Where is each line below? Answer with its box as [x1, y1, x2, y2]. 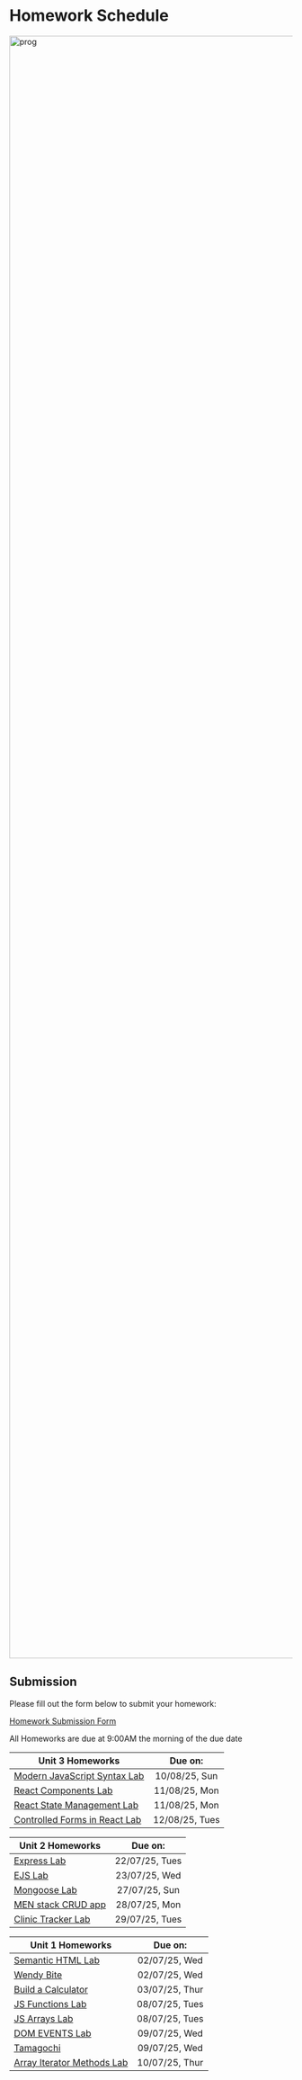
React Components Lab [13, 1784, 113, 1797]
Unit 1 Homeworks [30, 1939, 112, 1951]
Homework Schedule [9, 5, 169, 26]
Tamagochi [13, 2041, 61, 2054]
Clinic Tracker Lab [13, 1913, 91, 1925]
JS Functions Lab [13, 1997, 87, 2010]
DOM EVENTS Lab [13, 2027, 92, 2040]
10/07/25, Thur [137, 2056, 204, 2068]
